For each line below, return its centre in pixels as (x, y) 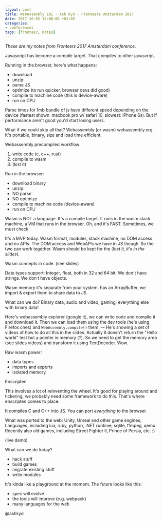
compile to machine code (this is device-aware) (60, 95)
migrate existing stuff (33, 469)
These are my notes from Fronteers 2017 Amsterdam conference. (71, 46)
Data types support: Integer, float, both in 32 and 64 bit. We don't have (76, 273)
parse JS (21, 85)
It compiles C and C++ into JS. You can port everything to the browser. (76, 411)
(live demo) (16, 440)
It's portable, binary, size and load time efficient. (54, 135)
